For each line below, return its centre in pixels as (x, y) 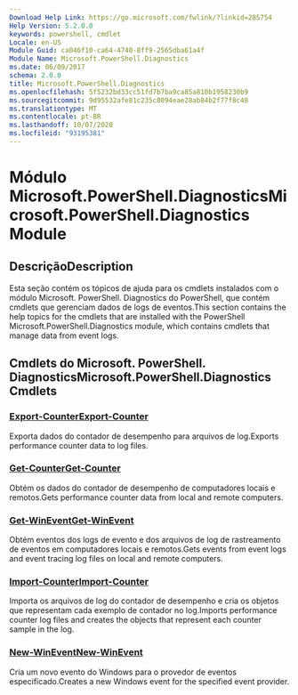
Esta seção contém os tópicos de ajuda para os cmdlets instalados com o (144, 288)
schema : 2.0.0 (36, 76)
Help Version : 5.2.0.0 (51, 26)
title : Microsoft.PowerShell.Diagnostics (87, 84)
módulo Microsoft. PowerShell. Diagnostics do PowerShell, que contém (140, 297)
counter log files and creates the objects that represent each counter (136, 620)
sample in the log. (42, 629)
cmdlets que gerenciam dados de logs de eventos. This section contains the (148, 307)
